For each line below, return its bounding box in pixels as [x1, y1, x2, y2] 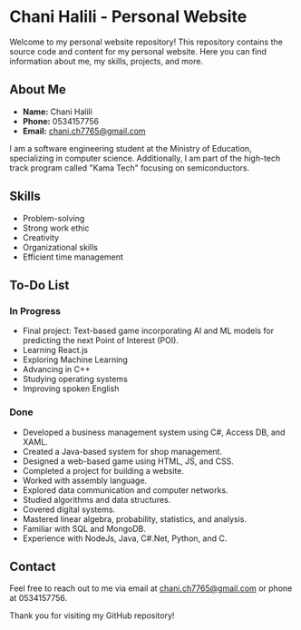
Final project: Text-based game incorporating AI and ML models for [22, 325, 275, 337]
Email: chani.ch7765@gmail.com [22, 125, 147, 136]
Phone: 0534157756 [22, 115, 100, 126]
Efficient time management [22, 251, 124, 262]
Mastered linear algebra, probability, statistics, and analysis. [22, 513, 248, 524]
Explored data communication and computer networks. [22, 484, 228, 496]
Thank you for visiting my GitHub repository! [9, 610, 175, 621]
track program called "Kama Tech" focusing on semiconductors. [9, 162, 250, 173]
